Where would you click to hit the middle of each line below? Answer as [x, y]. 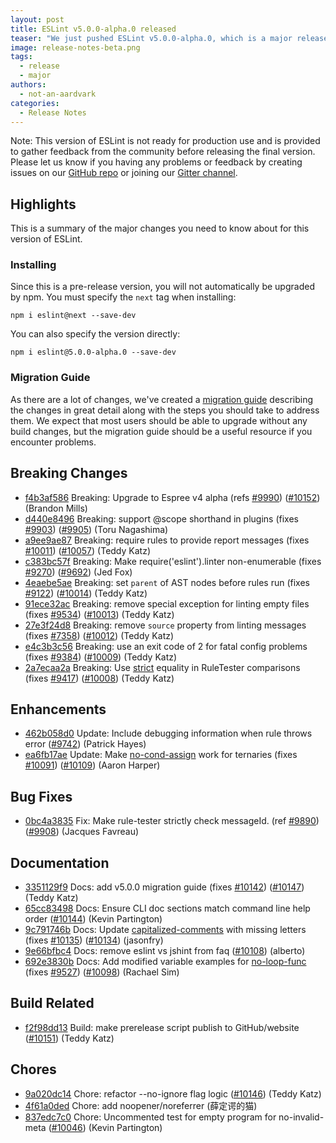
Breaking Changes [69, 473]
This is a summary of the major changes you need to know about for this [160, 228]
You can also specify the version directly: [95, 334]
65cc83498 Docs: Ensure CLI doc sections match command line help [167, 908]
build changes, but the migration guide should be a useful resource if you [161, 431]
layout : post [37, 19]
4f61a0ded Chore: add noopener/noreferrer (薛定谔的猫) [141, 1105]
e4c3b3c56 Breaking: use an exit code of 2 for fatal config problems [166, 646]
